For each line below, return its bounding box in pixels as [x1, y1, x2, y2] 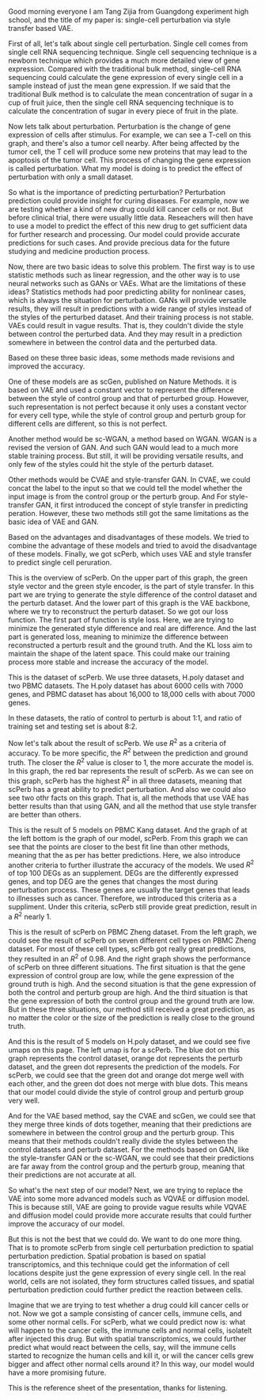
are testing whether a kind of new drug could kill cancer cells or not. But [8, 205, 244, 213]
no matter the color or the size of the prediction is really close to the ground [8, 1012, 255, 1022]
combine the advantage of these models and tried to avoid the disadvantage [8, 541, 257, 550]
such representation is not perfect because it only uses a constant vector [8, 402, 247, 411]
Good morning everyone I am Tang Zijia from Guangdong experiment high [8, 7, 249, 16]
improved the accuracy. [8, 361, 85, 371]
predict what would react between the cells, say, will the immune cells [8, 1342, 237, 1352]
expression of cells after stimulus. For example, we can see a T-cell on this [8, 130, 252, 140]
